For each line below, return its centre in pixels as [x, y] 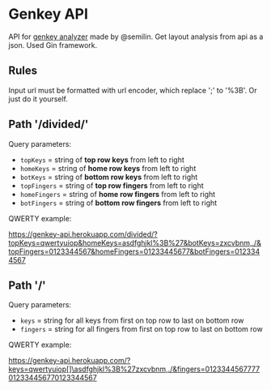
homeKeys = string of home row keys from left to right [108, 168]
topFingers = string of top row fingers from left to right [112, 185]
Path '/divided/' [49, 124]
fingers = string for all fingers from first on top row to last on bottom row [141, 329]
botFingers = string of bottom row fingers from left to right [119, 203]
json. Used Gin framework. [53, 45]
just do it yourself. [38, 99]
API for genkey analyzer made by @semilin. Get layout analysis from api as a [136, 36]
